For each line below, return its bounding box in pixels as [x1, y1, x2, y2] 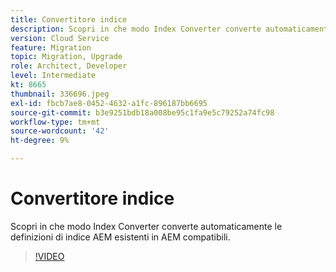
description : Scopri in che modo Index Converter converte [10, 24, 262, 34]
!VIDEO [34, 250, 65, 262]
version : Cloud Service [10, 33, 110, 43]
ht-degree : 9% [10, 136, 70, 146]
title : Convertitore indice [10, 14, 128, 25]
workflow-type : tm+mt [10, 117, 101, 127]
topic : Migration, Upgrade [10, 52, 123, 62]
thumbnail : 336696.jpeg [10, 89, 110, 99]
